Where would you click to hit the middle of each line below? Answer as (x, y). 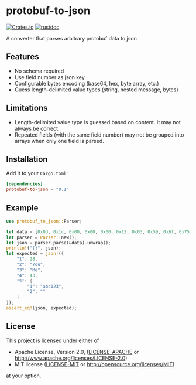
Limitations (27, 108)
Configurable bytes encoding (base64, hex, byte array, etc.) (87, 83)
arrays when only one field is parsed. (59, 141)
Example (22, 208)
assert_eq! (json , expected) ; (42, 308)
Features (23, 57)
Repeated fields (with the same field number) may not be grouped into (99, 134)
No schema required (39, 71)
